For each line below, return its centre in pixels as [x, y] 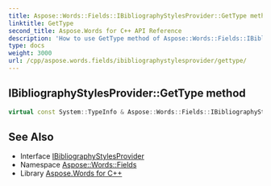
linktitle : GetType [41, 23]
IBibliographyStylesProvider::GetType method [127, 93]
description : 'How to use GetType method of [84, 38]
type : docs [27, 46]
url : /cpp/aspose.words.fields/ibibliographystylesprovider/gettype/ [128, 61]
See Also [31, 136]
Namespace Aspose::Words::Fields [78, 165]
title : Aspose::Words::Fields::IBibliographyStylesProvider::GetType [128, 16]
